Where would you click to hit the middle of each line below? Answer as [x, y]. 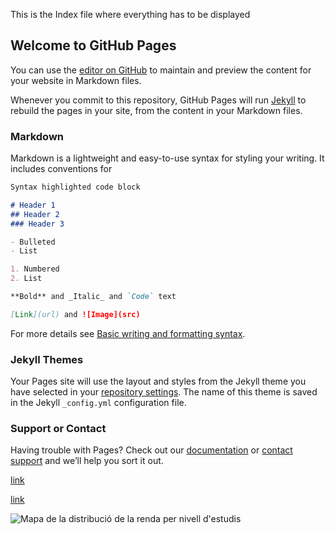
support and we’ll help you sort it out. [87, 461]
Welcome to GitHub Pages [93, 45]
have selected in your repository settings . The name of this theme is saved [164, 392]
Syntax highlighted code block [75, 187]
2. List [26, 279]
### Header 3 [37, 224]
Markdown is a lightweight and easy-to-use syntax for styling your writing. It [167, 158]
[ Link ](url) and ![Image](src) [75, 314]
